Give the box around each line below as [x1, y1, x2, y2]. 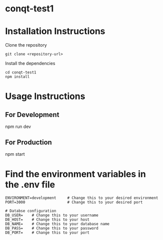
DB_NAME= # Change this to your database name [5, 221, 110, 226]
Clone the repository [5, 42, 47, 48]
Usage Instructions [5, 91, 86, 102]
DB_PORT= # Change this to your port [5, 230, 90, 235]
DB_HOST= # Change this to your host [5, 217, 90, 222]
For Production [5, 138, 52, 146]
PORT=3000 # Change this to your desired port [5, 199, 143, 205]
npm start [5, 151, 25, 157]
